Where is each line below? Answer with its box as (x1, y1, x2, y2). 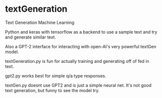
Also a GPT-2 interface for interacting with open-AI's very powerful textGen (5, 43, 157, 49)
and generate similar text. (5, 34, 56, 40)
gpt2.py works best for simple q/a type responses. (5, 73, 107, 78)
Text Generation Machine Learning (5, 20, 74, 25)
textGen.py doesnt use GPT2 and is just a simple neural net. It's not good (5, 82, 152, 88)
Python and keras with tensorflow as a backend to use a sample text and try (5, 29, 158, 35)
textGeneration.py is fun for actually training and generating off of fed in (5, 58, 149, 64)
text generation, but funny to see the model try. (5, 87, 100, 93)
